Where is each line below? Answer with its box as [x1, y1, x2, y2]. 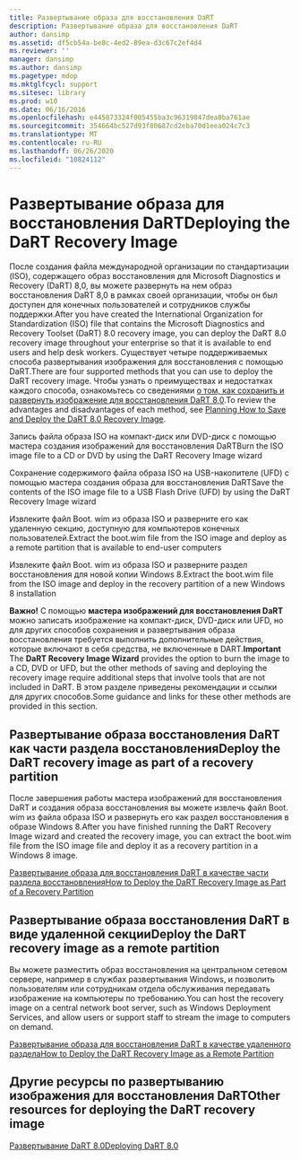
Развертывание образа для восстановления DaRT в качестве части [9, 868, 269, 878]
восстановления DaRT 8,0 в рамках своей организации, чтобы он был [9, 290, 278, 301]
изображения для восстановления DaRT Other [9, 1088, 280, 1103]
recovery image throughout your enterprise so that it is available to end [9, 337, 271, 348]
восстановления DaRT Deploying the [9, 213, 291, 233]
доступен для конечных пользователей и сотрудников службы [9, 300, 251, 310]
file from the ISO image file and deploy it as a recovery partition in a [9, 841, 259, 851]
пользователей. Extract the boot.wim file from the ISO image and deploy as [9, 533, 287, 544]
